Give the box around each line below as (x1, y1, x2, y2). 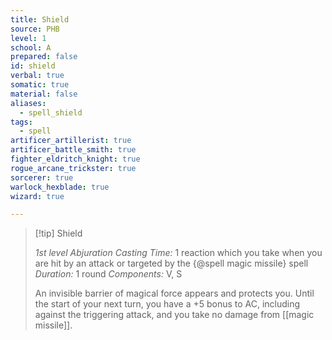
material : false (10, 89, 78, 99)
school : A (10, 42, 52, 53)
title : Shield (10, 14, 70, 25)
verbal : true (10, 71, 65, 81)
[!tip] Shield (34, 227, 83, 240)
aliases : (10, 98, 47, 108)
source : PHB (10, 24, 60, 34)
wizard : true (10, 191, 65, 201)
